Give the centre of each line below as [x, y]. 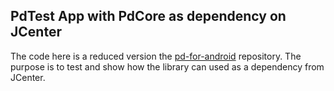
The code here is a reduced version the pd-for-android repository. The [156, 56]
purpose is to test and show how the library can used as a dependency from [167, 66]
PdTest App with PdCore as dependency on [148, 16]
